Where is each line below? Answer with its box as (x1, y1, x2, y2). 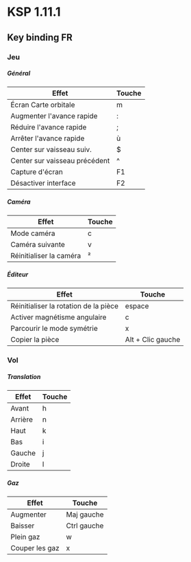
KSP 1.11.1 (7, 4, 61, 20)
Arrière (10, 415, 33, 424)
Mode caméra (10, 228, 56, 238)
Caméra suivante (10, 240, 65, 250)
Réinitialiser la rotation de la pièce (10, 301, 118, 311)
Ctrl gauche (66, 521, 104, 530)
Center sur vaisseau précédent (10, 156, 110, 166)
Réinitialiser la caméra (10, 251, 81, 261)
